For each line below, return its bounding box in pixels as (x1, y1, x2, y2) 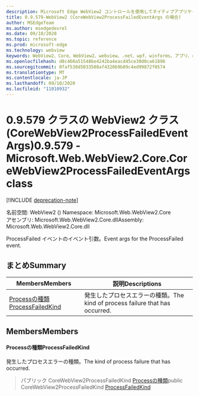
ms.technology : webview (6, 47, 65, 53)
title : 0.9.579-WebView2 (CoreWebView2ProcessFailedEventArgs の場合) (6, 14, 182, 20)
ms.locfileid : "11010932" (6, 86, 70, 92)
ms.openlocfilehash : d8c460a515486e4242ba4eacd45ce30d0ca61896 (6, 58, 166, 64)
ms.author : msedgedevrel (6, 25, 68, 31)
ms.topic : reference (6, 36, 57, 42)
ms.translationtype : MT (6, 69, 65, 75)
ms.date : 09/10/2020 (6, 31, 57, 37)
